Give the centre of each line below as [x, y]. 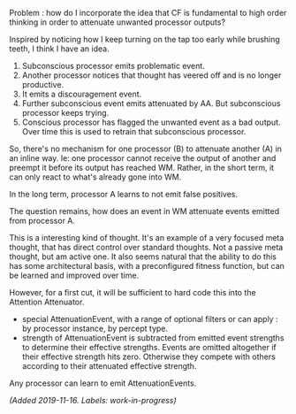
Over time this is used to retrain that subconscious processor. [134, 131]
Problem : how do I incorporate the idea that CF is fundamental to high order [148, 13]
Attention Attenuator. [47, 302]
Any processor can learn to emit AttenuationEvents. [103, 383]
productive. [43, 84]
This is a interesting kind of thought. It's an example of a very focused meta [147, 238]
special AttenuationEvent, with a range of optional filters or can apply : [150, 319]
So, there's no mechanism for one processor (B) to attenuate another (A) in [146, 149]
